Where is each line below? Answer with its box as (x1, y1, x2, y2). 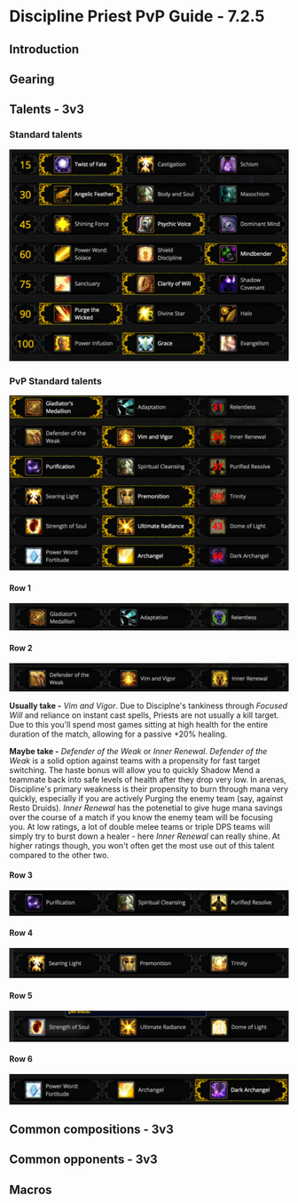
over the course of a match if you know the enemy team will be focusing (9, 811, 273, 823)
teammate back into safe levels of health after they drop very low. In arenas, (9, 774, 286, 785)
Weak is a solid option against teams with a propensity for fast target (9, 755, 261, 766)
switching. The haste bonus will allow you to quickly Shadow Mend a (9, 764, 261, 775)
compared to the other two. (9, 849, 109, 860)
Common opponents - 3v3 (9, 1152, 158, 1167)
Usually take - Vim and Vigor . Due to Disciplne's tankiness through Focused (9, 700, 288, 711)
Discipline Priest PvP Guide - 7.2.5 (9, 6, 265, 27)
